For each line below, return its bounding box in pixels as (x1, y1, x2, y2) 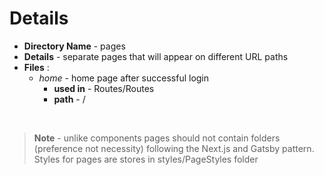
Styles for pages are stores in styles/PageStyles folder (33, 153, 259, 165)
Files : (23, 61, 50, 73)
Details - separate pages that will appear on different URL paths (23, 50, 289, 62)
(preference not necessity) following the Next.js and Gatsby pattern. (33, 142, 315, 154)
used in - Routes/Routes (53, 82, 155, 94)
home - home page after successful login (38, 72, 210, 84)
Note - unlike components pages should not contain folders (33, 132, 281, 144)
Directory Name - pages (23, 40, 126, 52)
